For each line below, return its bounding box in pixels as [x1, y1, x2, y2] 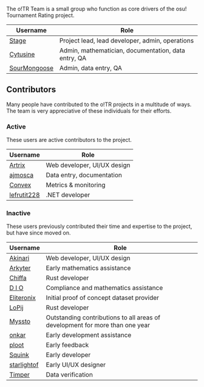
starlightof [9, 361, 39, 369]
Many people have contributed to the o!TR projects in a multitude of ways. [6, 101, 192, 108]
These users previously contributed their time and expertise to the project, [6, 222, 192, 230]
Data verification [46, 371, 93, 379]
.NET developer [46, 191, 90, 199]
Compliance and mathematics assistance [46, 283, 163, 292]
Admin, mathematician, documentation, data [59, 46, 185, 54]
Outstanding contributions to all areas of [46, 313, 161, 322]
